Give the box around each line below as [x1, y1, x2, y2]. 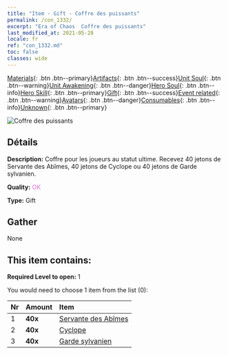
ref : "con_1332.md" [7, 42, 63, 49]
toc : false [7, 49, 39, 56]
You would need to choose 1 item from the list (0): [7, 286, 148, 294]
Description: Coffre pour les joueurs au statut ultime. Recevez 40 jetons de [7, 154, 221, 163]
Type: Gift [7, 196, 36, 204]
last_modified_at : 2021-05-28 [7, 29, 94, 37]
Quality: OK [7, 183, 41, 191]
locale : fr [7, 36, 39, 43]
